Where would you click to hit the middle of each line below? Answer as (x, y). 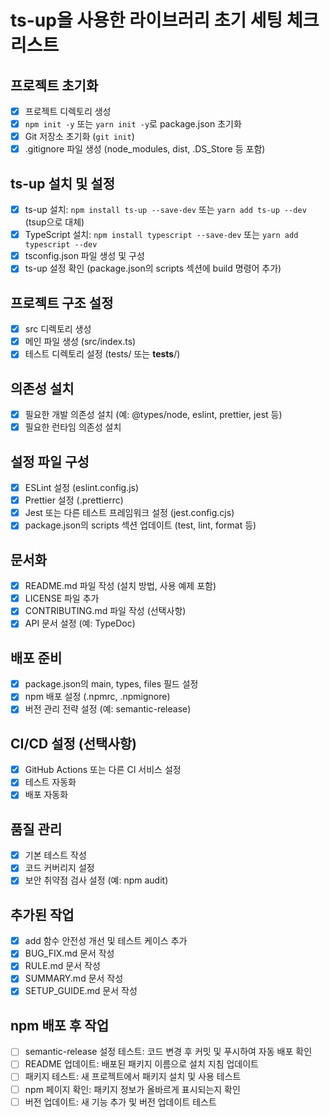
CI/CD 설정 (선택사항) (73, 743)
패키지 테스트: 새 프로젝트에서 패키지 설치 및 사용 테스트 (133, 1077)
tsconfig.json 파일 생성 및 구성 (84, 256)
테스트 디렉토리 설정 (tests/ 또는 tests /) (102, 354)
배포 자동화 (46, 795)
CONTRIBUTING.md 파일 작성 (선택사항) (105, 611)
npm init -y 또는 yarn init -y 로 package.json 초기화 (133, 124)
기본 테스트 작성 (55, 855)
